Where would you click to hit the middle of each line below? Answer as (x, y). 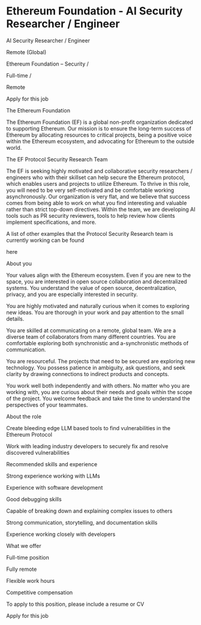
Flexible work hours (31, 580)
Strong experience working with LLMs (53, 476)
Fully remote (22, 569)
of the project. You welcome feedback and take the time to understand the (98, 398)
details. (15, 319)
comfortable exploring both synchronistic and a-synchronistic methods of (97, 343)
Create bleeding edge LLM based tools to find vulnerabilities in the (88, 428)
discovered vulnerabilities (38, 452)
